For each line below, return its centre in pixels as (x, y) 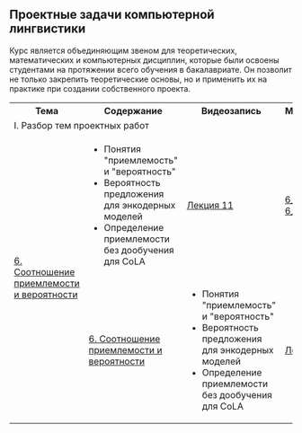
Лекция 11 (210, 205)
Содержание (133, 110)
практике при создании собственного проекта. (100, 88)
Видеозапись (231, 110)
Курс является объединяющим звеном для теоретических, (124, 50)
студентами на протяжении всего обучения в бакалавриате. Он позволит (151, 69)
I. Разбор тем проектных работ (82, 125)
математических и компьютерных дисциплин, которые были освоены (145, 60)
